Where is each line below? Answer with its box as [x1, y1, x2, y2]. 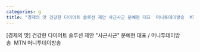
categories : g [6, 8, 42, 15]
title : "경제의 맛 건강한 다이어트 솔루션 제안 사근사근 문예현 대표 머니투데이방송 [6, 14, 185, 20]
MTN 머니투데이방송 [14, 39, 61, 46]
